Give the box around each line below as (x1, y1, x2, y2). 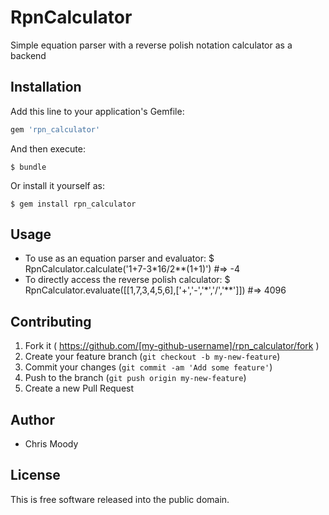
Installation (10, 79, 82, 96)
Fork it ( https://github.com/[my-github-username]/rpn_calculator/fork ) (24, 340, 320, 352)
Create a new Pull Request (24, 382, 135, 395)
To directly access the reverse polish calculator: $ (24, 274, 231, 286)
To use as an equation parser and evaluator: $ (24, 252, 215, 265)
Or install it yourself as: (10, 179, 105, 191)
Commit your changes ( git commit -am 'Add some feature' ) (24, 361, 273, 373)
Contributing (10, 313, 92, 330)
